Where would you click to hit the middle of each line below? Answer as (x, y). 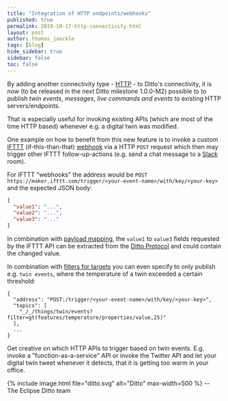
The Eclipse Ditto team (39, 390)
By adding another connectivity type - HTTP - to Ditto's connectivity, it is (110, 83)
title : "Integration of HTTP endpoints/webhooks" (79, 13)
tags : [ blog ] (26, 45)
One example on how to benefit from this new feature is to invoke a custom (113, 139)
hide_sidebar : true (35, 52)
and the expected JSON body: (49, 187)
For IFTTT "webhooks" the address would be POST (77, 174)
